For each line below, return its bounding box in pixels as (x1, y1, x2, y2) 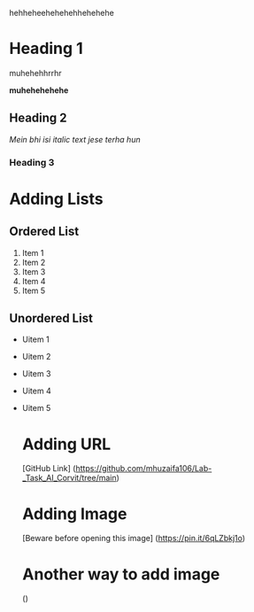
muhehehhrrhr (9, 67, 62, 78)
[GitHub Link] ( (21, 463, 76, 474)
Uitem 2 (21, 352, 51, 362)
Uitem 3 (21, 368, 51, 379)
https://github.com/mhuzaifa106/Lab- (74, 463, 212, 474)
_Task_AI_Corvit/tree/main (21, 473, 117, 484)
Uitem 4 (21, 385, 51, 397)
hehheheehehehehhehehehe (9, 8, 115, 18)
